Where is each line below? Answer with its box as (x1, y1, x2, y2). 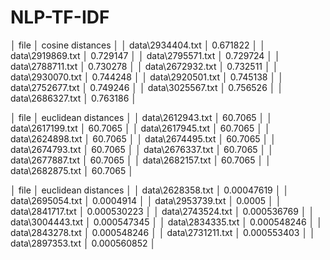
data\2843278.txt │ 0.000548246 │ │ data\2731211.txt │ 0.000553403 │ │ (10, 226, 316, 238)
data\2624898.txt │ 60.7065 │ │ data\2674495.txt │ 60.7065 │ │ (10, 132, 277, 145)
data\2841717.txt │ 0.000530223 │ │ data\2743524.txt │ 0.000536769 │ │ (10, 205, 315, 217)
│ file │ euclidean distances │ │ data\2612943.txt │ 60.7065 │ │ (10, 111, 273, 123)
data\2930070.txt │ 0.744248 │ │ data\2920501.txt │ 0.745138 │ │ (10, 71, 284, 83)
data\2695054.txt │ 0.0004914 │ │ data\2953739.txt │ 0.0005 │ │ (10, 194, 282, 206)
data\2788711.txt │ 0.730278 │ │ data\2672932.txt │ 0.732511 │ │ (10, 60, 279, 72)
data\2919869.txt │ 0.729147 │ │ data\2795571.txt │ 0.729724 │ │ (10, 49, 281, 61)
